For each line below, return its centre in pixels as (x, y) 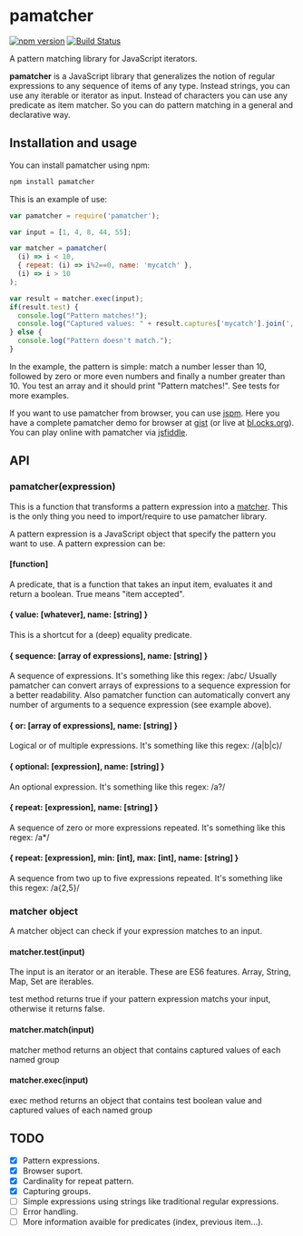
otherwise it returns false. (57, 1009)
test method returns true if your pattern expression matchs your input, (140, 999)
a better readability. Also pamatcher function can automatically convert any (150, 695)
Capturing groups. (57, 1191)
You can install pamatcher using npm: (80, 165)
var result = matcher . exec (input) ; (77, 299)
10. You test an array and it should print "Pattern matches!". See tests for (145, 386)
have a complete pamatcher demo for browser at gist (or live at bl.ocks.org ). (152, 422)
